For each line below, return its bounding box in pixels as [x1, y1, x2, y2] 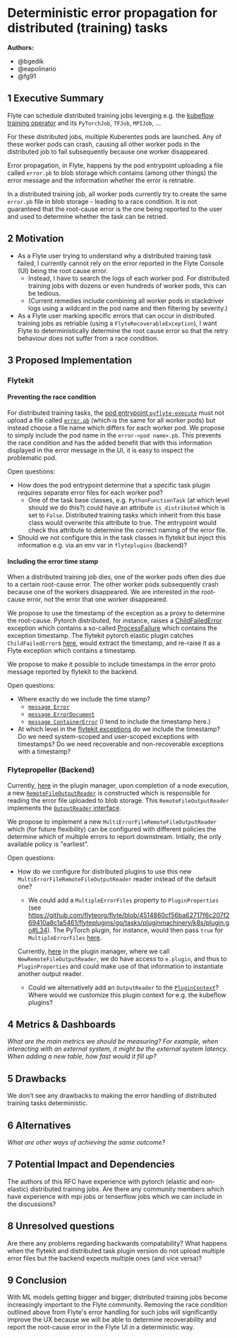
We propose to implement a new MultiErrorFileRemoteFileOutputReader [7, 817, 217, 826]
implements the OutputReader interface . [7, 803, 121, 812]
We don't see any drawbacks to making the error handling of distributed [7, 1092, 217, 1100]
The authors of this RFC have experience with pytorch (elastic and [7, 1177, 200, 1186]
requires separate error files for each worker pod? [17, 488, 164, 497]
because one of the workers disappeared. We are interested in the [7, 588, 200, 596]
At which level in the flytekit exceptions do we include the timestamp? [17, 725, 221, 733]
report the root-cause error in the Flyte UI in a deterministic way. [7, 1323, 195, 1332]
